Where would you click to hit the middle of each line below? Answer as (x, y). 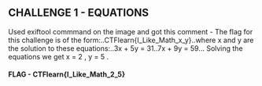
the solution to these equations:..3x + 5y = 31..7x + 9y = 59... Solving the (125, 48)
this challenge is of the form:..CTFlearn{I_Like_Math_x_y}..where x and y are (131, 40)
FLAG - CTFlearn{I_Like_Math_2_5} (67, 74)
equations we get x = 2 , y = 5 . (58, 56)
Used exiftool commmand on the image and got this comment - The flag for (131, 31)
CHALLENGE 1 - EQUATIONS (79, 13)
